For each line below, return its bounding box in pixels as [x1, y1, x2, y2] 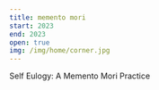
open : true [9, 37, 50, 47]
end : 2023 [9, 29, 47, 38]
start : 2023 [9, 21, 54, 30]
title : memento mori [9, 12, 87, 22]
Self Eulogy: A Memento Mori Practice [9, 70, 151, 81]
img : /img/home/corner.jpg [9, 46, 110, 55]
